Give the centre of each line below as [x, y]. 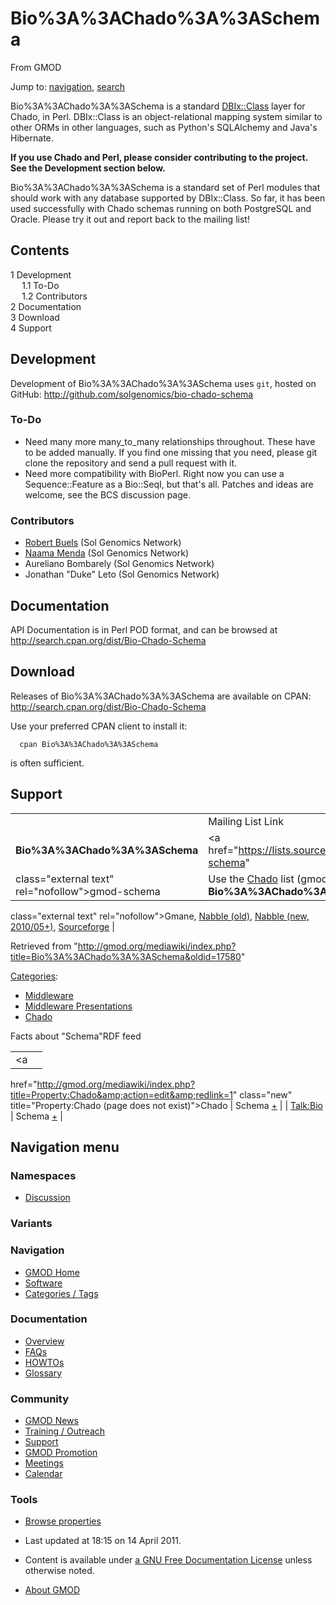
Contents [40, 250]
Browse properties [63, 1521]
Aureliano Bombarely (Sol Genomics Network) [119, 564]
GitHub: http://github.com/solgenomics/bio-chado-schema [132, 394]
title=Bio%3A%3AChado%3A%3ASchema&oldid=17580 [126, 956]
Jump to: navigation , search [67, 86]
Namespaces [43, 1175]
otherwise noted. [59, 1571]
